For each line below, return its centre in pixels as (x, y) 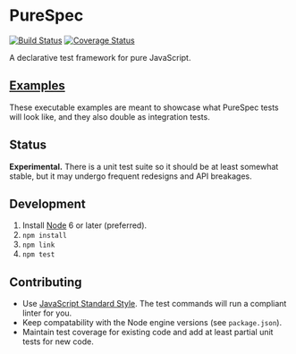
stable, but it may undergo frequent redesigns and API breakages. (131, 176)
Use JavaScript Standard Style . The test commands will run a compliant (154, 304)
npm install (44, 236)
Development (48, 203)
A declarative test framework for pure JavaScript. (100, 57)
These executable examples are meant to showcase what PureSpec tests (144, 107)
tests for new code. (58, 341)
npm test (38, 255)
